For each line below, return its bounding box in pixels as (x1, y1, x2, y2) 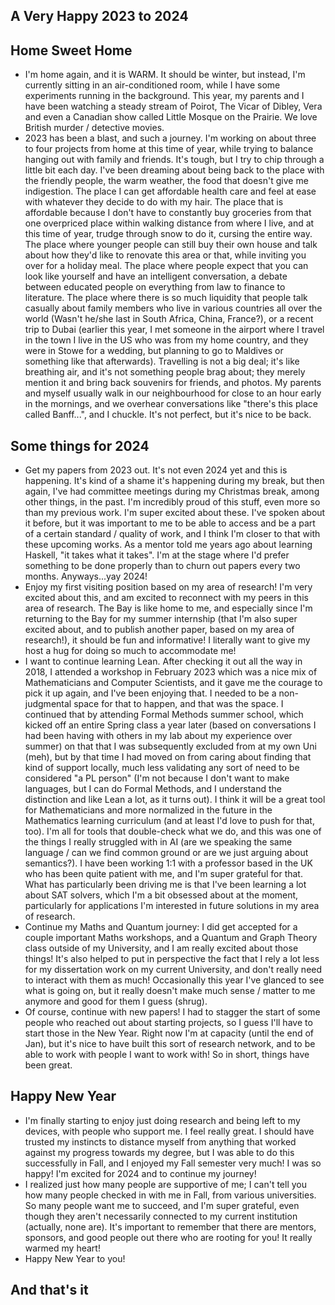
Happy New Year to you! (24, 1252, 126, 1264)
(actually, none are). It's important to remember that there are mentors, (24, 1220, 317, 1233)
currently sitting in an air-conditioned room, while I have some (24, 79, 281, 91)
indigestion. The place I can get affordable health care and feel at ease (24, 185, 317, 198)
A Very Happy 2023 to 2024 (10, 8, 189, 25)
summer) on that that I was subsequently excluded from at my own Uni (24, 740, 317, 753)
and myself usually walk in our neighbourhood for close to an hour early (24, 387, 322, 399)
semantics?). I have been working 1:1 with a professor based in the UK (24, 857, 313, 869)
